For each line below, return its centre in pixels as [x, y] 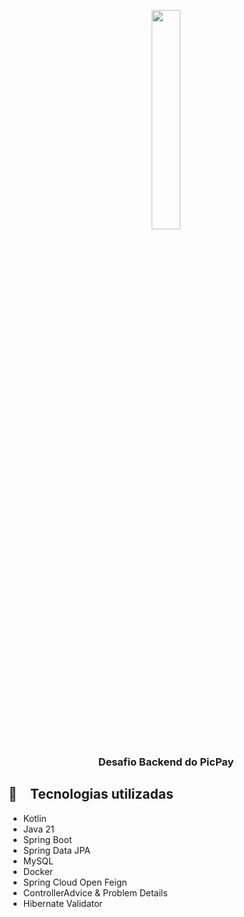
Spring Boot [47, 839]
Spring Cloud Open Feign [75, 882]
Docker [38, 871]
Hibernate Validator [62, 903]
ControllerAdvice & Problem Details [95, 892]
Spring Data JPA [56, 850]
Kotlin [34, 818]
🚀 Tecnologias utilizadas [91, 794]
